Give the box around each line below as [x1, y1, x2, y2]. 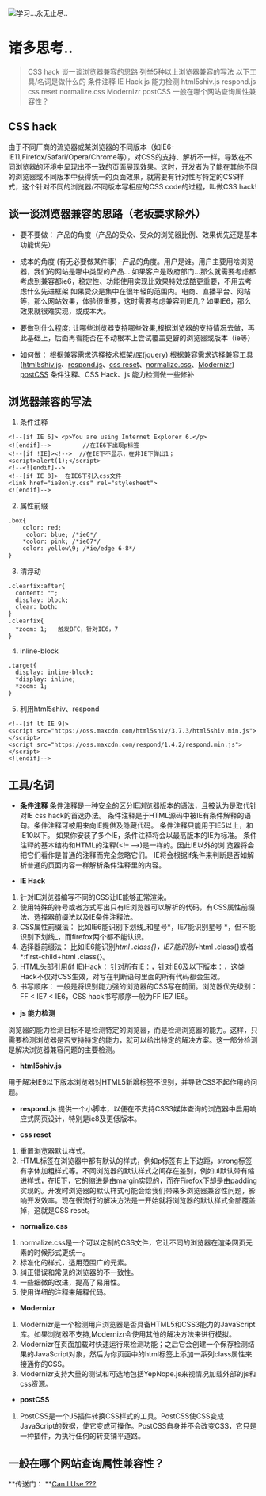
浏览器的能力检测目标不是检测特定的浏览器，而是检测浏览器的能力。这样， [8, 1025, 251, 1035]
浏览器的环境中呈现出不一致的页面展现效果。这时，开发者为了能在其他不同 [14, 162, 258, 171]
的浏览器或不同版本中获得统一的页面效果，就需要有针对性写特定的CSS [8, 171, 237, 182]
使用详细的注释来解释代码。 [19, 1287, 111, 1297]
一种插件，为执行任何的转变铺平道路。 [19, 1431, 145, 1441]
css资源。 [19, 1379, 53, 1389]
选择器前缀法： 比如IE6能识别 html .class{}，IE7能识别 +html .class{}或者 [19, 942, 254, 951]
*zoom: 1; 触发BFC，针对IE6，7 [15, 626, 119, 633]
